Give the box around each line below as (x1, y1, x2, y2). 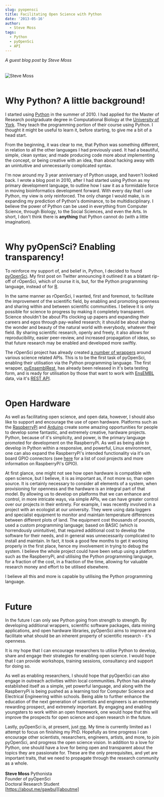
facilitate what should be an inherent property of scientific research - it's (5, 633, 152, 639)
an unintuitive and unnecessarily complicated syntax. (5, 162, 113, 168)
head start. (5, 132, 27, 138)
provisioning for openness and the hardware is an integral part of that (5, 486, 145, 492)
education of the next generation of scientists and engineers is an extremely (5, 699, 159, 705)
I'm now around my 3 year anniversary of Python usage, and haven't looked (5, 172, 158, 178)
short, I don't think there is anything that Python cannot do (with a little (5, 214, 148, 220)
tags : (5, 30, 16, 35)
